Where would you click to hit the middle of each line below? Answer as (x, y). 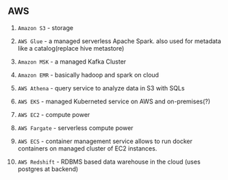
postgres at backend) (48, 169)
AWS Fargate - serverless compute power (75, 128)
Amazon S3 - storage (46, 27)
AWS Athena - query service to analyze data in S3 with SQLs (101, 88)
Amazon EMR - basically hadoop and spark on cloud (88, 75)
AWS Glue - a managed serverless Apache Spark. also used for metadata (119, 41)
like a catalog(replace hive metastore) (71, 48)
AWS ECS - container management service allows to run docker (105, 141)
